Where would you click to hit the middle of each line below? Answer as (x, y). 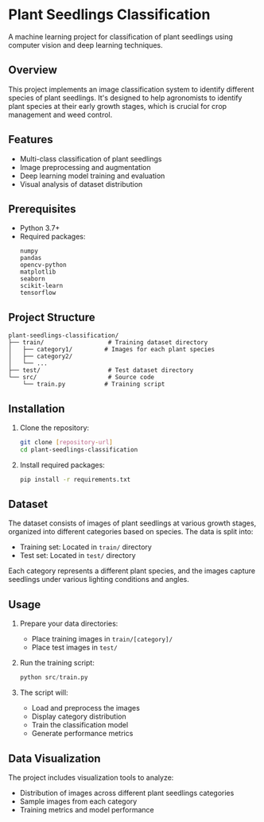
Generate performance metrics (82, 734)
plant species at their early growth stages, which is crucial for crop (118, 106)
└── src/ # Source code (82, 378)
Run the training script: (57, 663)
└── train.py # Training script (94, 384)
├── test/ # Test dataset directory (101, 370)
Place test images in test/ (74, 648)
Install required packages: (62, 465)
